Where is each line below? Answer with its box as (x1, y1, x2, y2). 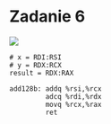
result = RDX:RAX (9, 68, 74, 77)
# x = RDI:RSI (9, 52, 63, 62)
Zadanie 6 (9, 6, 86, 27)
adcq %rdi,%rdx (45, 92, 102, 101)
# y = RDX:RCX (9, 60, 63, 69)
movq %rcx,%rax (45, 100, 102, 109)
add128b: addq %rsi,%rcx (9, 84, 102, 93)
